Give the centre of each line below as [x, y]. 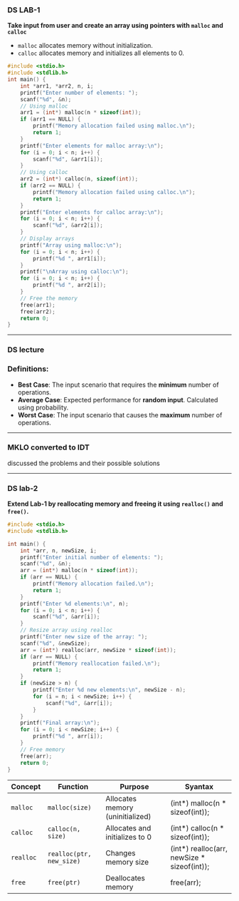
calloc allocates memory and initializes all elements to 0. [101, 53]
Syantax [199, 787]
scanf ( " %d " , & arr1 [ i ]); [68, 159]
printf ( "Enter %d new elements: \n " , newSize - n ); [110, 690]
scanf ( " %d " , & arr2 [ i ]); [68, 225]
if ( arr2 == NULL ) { [51, 186]
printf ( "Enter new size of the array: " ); [84, 637]
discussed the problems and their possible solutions [84, 463]
